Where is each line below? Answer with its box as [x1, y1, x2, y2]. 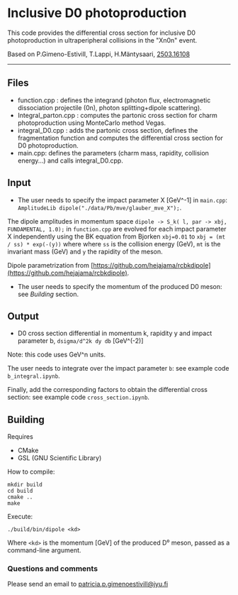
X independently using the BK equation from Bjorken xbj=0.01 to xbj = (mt [7, 232, 225, 241]
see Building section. [17, 290, 79, 298]
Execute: [7, 513, 33, 521]
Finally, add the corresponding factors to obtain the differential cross [7, 386, 208, 394]
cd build [7, 488, 33, 495]
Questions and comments [7, 564, 98, 574]
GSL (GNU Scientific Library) [17, 454, 102, 462]
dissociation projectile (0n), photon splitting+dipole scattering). [17, 103, 202, 111]
